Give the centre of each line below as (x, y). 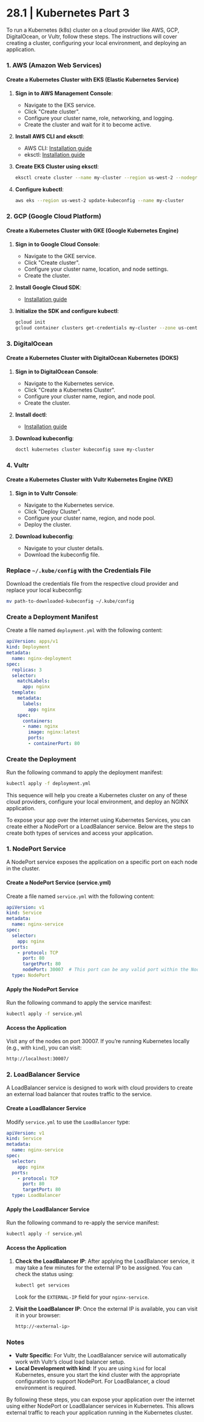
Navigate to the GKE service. (60, 256)
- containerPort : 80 (54, 744)
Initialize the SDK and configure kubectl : (67, 311)
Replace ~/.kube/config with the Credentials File (79, 570)
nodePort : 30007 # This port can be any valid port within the (105, 970)
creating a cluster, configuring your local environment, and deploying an (97, 43)
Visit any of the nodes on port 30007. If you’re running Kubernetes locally (98, 1041)
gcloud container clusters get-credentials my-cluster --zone (95, 328)
